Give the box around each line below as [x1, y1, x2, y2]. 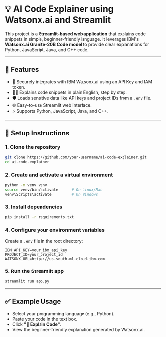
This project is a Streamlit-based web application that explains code [5, 31, 146, 37]
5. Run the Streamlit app [5, 268, 64, 274]
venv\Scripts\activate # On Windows [5, 192, 98, 197]
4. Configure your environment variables [5, 227, 105, 234]
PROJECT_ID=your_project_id [5, 252, 63, 257]
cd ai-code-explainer [5, 160, 50, 165]
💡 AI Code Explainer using [5, 3, 114, 15]
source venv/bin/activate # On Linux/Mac [5, 187, 103, 192]
